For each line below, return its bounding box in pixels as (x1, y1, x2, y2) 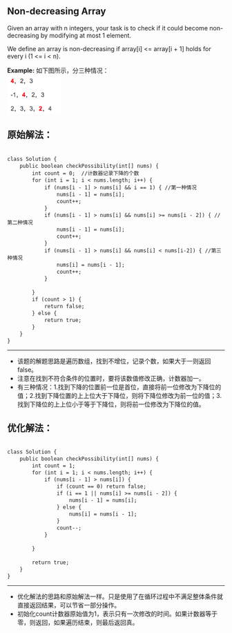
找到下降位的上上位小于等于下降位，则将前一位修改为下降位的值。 (17, 400, 205, 408)
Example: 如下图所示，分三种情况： (7, 66, 109, 75)
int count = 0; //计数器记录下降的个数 (32, 169, 139, 177)
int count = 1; (32, 462, 76, 469)
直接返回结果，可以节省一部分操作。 (17, 601, 121, 610)
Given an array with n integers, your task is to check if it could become (7, 23, 209, 32)
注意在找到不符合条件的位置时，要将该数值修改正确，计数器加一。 (17, 374, 205, 382)
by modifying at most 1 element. (40, 31, 132, 39)
